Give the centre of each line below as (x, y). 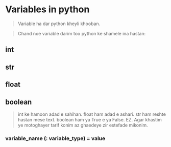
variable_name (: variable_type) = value (55, 138)
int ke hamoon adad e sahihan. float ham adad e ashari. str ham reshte (92, 114)
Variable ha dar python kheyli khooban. (59, 24)
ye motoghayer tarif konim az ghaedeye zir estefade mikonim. (83, 125)
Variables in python (47, 9)
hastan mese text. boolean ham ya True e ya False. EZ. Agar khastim (90, 119)
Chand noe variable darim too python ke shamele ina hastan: (82, 33)
